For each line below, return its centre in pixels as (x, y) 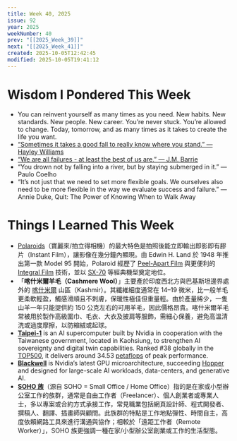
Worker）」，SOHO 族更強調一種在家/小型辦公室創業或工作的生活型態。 (120, 430)
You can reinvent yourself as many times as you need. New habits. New (121, 114)
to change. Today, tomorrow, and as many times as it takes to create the (122, 129)
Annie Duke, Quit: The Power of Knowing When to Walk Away (107, 197)
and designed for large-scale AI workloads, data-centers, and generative (123, 370)
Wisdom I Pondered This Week (99, 94)
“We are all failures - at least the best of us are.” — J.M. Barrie (108, 159)
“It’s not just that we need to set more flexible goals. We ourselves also (120, 181)
